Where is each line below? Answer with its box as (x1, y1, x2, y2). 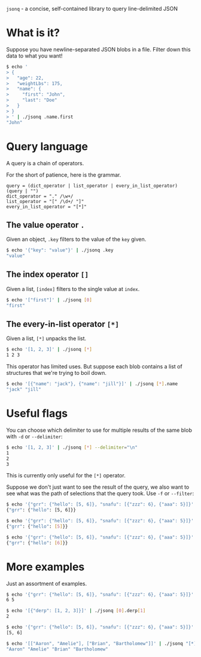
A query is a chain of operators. (6, 159, 84, 166)
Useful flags (6, 407, 68, 420)
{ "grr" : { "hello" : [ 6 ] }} (6, 540, 68, 546)
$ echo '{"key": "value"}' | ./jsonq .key (6, 247, 114, 253)
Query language (6, 140, 89, 153)
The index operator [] (6, 270, 89, 280)
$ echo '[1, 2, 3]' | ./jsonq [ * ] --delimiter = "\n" (6, 444, 138, 450)
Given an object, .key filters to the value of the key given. (6, 236, 147, 243)
